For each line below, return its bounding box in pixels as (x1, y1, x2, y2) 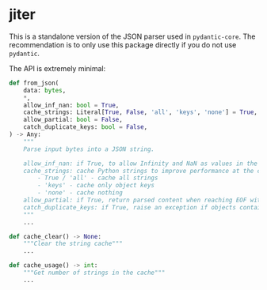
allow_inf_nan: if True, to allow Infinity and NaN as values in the (23, 160, 258, 168)
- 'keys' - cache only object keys (37, 182, 155, 190)
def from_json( (9, 79, 59, 87)
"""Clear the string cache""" (23, 239, 124, 248)
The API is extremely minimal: (9, 63, 106, 73)
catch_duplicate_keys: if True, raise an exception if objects (23, 203, 237, 211)
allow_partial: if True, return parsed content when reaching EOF (23, 196, 247, 205)
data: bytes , (23, 86, 67, 94)
